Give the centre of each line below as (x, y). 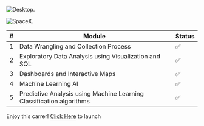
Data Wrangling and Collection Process (75, 47)
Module (94, 36)
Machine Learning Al (49, 84)
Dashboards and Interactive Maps (67, 74)
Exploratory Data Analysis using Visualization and (90, 56)
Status (185, 36)
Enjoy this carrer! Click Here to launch (54, 116)
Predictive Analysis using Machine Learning (82, 93)
